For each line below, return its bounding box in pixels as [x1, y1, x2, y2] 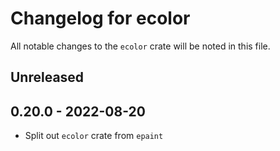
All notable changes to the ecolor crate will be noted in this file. [10, 40, 271, 52]
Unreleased [10, 69, 85, 86]
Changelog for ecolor [10, 7, 191, 30]
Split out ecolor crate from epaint [24, 130, 164, 142]
